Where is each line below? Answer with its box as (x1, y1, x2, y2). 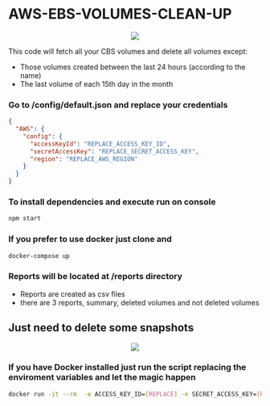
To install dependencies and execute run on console (8, 196, 216, 207)
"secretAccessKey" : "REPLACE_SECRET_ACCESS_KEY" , (29, 147, 199, 155)
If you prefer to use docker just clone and (8, 234, 172, 245)
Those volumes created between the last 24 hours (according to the (19, 62, 246, 72)
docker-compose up (8, 252, 70, 260)
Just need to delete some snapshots (8, 321, 194, 334)
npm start (8, 215, 42, 223)
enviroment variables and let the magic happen (8, 371, 196, 383)
